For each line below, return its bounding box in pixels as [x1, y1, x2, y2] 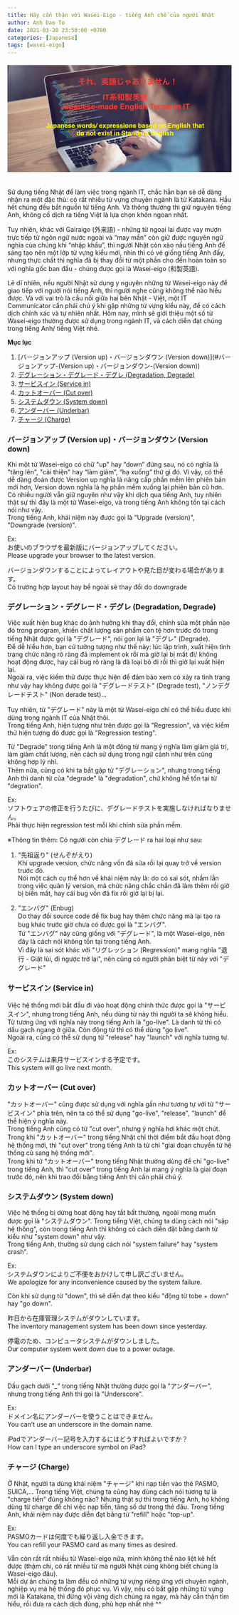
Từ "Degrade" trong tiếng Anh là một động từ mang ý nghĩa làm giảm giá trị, [7, 743, 229, 751]
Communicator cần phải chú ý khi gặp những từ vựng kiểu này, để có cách [7, 301, 226, 310]
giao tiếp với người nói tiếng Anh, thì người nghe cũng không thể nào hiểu [7, 286, 222, 295]
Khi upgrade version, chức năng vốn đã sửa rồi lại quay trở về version [17, 859, 222, 867]
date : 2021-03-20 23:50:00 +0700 [7, 26, 107, 34]
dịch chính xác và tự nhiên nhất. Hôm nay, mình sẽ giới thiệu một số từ [7, 309, 213, 317]
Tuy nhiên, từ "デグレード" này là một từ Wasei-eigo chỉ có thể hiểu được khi [7, 705, 231, 714]
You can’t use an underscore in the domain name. [7, 1420, 153, 1428]
